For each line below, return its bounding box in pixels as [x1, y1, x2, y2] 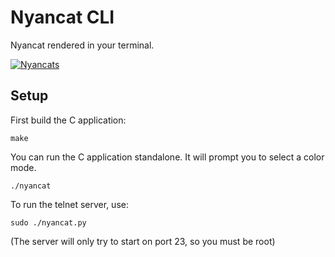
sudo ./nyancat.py [10, 217, 87, 228]
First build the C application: [10, 114, 127, 126]
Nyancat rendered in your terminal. [10, 39, 155, 51]
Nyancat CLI [10, 6, 115, 29]
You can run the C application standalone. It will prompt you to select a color [10, 151, 325, 163]
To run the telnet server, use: [10, 198, 129, 210]
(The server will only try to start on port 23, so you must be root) [10, 235, 276, 247]
